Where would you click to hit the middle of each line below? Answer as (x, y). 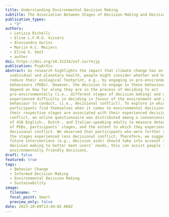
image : (12, 188)
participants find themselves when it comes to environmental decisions (88, 108)
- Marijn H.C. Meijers (33, 47)
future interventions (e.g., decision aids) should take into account (85, 141)
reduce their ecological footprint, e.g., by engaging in (72, 80)
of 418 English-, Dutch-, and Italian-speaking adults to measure (81, 122)
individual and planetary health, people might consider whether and (84, 76)
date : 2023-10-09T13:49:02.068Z (39, 206)
